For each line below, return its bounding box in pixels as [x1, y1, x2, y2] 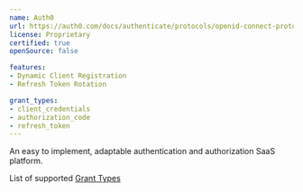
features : [9, 63, 47, 72]
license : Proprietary [9, 30, 91, 39]
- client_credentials [9, 105, 91, 114]
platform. [9, 155, 43, 167]
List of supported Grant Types [9, 173, 122, 184]
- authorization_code [9, 113, 91, 122]
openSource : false [9, 47, 78, 56]
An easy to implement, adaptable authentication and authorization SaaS [9, 146, 276, 157]
